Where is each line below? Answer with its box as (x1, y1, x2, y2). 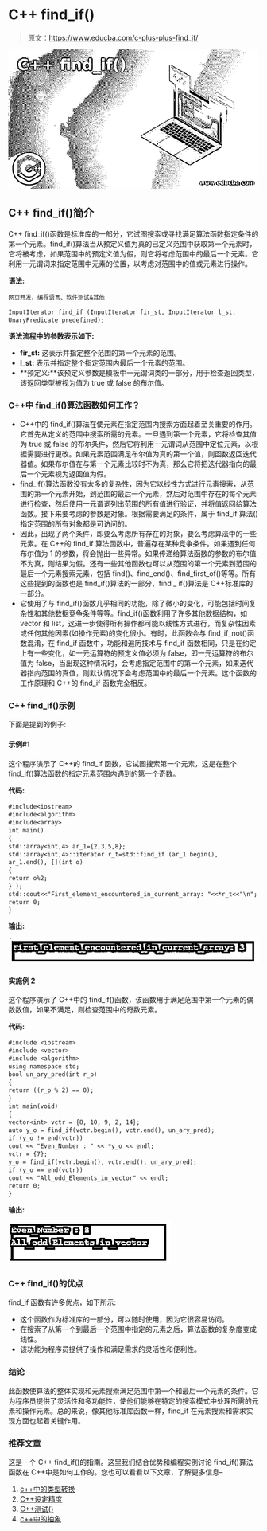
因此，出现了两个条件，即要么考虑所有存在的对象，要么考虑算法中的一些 (19, 529, 257, 538)
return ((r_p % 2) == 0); (8, 1087, 94, 1094)
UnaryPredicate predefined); (8, 316, 105, 324)
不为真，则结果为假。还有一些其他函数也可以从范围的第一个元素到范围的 (19, 559, 257, 569)
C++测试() (19, 1504, 54, 1513)
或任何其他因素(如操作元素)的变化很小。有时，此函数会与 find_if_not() (19, 628, 248, 638)
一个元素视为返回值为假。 (26, 469, 111, 479)
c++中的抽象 (19, 1514, 62, 1523)
